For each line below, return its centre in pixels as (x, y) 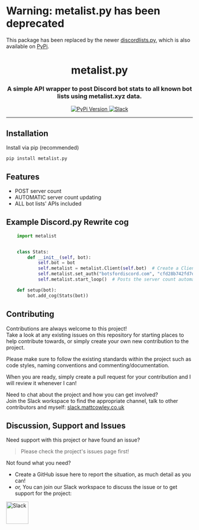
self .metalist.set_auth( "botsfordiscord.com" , (96, 274)
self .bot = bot (57, 263)
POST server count (38, 191)
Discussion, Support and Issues (66, 426)
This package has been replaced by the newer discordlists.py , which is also (98, 40)
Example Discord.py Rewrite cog (68, 222)
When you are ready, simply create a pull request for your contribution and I (99, 377)
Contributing (30, 314)
